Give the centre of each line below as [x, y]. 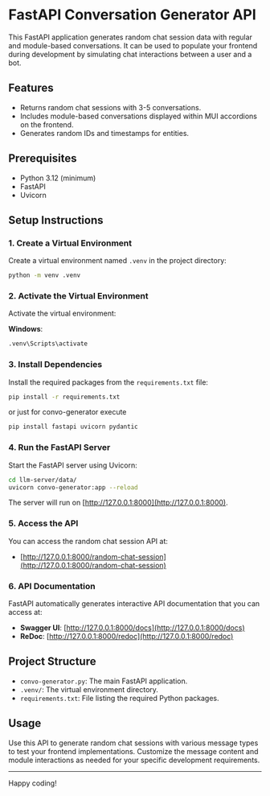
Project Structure [52, 662]
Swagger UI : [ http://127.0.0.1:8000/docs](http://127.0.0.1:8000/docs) [132, 627]
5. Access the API [43, 523]
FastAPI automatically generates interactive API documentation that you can [134, 603]
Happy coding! [33, 783]
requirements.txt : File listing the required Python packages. [119, 698]
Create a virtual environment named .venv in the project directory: [117, 261]
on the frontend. [47, 124]
